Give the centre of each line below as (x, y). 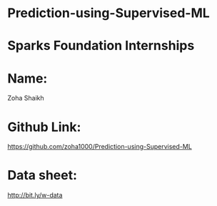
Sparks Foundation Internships (101, 46)
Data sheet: (42, 175)
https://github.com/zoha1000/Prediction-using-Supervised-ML (100, 147)
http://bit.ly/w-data (35, 195)
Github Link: (44, 127)
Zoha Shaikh (26, 98)
